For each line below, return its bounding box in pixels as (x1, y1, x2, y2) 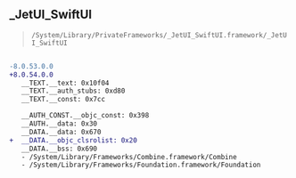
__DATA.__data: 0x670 (21, 127, 102, 136)
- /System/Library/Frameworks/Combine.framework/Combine (21, 152, 238, 161)
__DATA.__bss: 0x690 (21, 144, 98, 153)
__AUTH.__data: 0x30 (21, 119, 98, 128)
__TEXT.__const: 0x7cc (21, 95, 105, 104)
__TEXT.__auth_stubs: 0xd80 (21, 86, 126, 96)
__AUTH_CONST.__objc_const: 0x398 (21, 111, 150, 120)
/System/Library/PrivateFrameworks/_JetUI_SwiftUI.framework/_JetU (30, 30, 287, 39)
